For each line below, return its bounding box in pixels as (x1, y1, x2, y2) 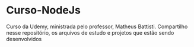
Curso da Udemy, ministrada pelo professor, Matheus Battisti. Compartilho (6, 23, 188, 30)
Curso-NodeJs (6, 4, 81, 17)
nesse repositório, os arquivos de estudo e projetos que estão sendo (6, 29, 174, 36)
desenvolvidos (6, 35, 42, 42)
